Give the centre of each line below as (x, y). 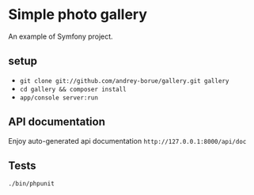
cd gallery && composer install (73, 89)
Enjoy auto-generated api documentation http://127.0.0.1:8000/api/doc (127, 141)
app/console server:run (59, 97)
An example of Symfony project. (61, 36)
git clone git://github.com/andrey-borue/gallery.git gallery (124, 81)
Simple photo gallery (78, 15)
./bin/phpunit (32, 184)
